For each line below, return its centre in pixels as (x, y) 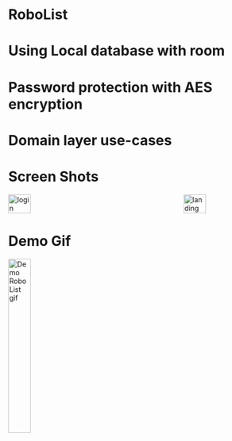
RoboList (38, 15)
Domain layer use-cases (90, 140)
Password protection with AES (110, 87)
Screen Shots (54, 176)
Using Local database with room (116, 51)
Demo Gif (40, 241)
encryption (46, 104)
